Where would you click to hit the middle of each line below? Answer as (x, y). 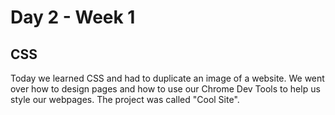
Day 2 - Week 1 (73, 17)
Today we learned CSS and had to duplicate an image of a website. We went (167, 78)
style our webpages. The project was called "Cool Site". (125, 99)
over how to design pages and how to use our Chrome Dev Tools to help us (165, 89)
